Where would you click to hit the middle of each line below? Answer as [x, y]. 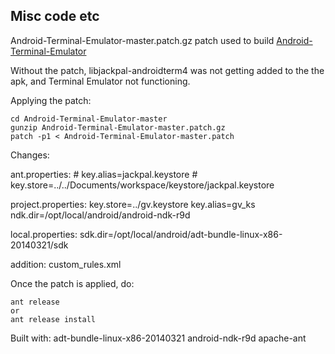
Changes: [30, 155]
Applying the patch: [51, 100]
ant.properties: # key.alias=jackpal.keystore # [104, 174]
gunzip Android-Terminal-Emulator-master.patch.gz [118, 127]
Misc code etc [55, 16]
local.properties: [44, 234]
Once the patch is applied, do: [72, 283]
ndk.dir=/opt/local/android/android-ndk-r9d [100, 215]
